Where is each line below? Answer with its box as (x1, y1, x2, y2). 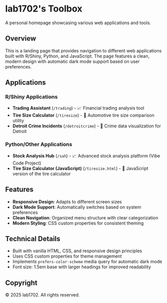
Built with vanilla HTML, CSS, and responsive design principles (12, 248, 142, 254)
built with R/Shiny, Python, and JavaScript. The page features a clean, (5, 53, 149, 59)
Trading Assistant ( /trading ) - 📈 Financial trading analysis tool (12, 105, 144, 111)
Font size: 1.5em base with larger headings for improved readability (12, 264, 151, 270)
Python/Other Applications (5, 141, 73, 148)
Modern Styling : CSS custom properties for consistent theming (12, 220, 144, 226)
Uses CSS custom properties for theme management (12, 253, 122, 259)
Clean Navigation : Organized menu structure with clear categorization (12, 214, 158, 220)
